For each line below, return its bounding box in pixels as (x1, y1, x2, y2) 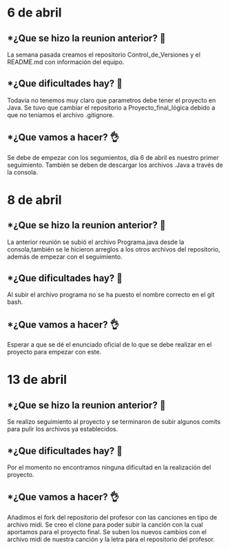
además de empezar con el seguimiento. (7, 252, 123, 261)
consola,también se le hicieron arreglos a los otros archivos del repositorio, (7, 245, 220, 253)
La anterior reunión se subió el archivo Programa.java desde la (7, 238, 185, 246)
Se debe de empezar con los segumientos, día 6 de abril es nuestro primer (7, 153, 219, 161)
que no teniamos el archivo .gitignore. (7, 110, 115, 119)
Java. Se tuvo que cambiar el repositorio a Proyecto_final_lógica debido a (7, 103, 216, 112)
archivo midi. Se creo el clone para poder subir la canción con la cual (7, 520, 203, 529)
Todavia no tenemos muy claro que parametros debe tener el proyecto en (7, 96, 216, 104)
